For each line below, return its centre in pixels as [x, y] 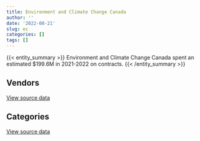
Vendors [23, 83]
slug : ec [17, 29]
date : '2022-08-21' [31, 23]
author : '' [20, 18]
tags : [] [17, 40]
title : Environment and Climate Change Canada [66, 12]
